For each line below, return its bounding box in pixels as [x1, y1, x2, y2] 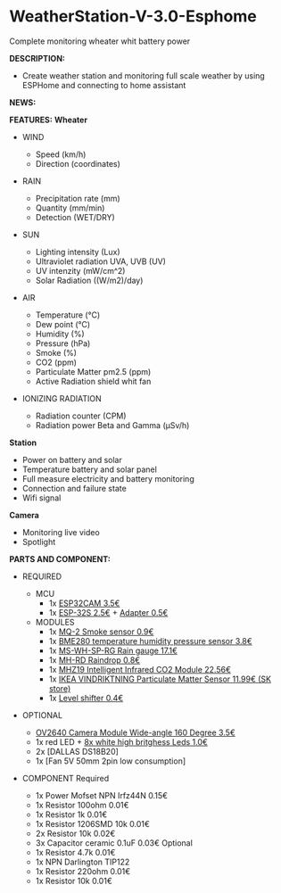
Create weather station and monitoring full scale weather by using [21, 70, 265, 81]
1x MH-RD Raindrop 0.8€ [48, 654, 141, 666]
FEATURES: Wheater [9, 114, 87, 125]
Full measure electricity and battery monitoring [21, 473, 194, 484]
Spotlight [21, 536, 56, 547]
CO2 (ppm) [35, 357, 78, 368]
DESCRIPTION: [9, 53, 65, 63]
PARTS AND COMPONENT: [9, 553, 112, 564]
